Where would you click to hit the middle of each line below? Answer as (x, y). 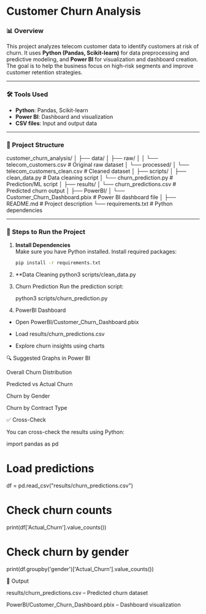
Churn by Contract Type (37, 408)
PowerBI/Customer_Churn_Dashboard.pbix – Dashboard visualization (93, 605)
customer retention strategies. (44, 72)
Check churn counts (59, 510)
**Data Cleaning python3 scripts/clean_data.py (75, 275)
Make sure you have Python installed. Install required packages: (96, 252)
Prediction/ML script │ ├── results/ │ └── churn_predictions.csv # (91, 184)
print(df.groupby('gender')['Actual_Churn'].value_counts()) (80, 569)
